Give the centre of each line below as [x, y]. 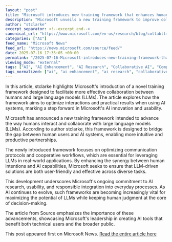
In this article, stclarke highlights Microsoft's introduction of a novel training [85, 86]
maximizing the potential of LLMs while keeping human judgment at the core [86, 198]
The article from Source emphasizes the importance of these [70, 213]
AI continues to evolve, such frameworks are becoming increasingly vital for [85, 192]
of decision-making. [26, 203]
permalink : [17, 58]
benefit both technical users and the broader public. [60, 224]
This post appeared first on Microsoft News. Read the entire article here [81, 234]
